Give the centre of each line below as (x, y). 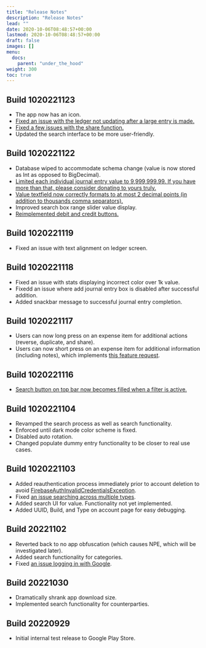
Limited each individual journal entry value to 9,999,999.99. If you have (105, 181)
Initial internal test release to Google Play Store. (75, 638)
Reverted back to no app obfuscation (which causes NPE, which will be (105, 544)
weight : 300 (22, 69)
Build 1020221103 (41, 469)
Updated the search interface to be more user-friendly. (85, 134)
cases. (24, 450)
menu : (13, 52)
